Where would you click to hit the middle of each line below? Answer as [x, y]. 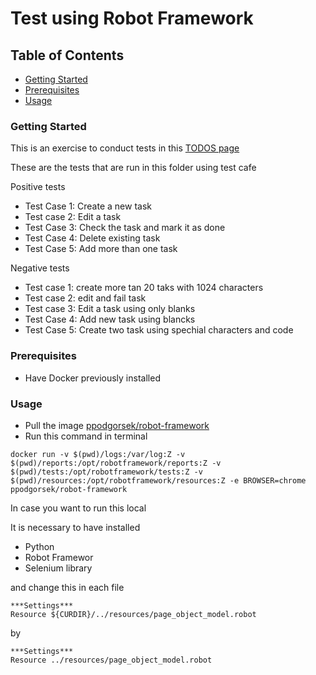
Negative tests [40, 268]
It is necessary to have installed [75, 527]
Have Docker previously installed [92, 378]
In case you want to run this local [78, 508]
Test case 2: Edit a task [73, 217]
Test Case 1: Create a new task [88, 206]
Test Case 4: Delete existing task [92, 238]
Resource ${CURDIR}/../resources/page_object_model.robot [133, 614]
